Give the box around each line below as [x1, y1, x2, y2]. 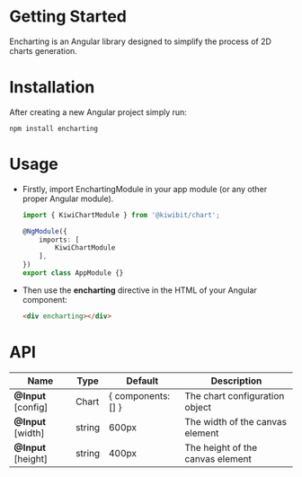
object [184, 401, 211, 413]
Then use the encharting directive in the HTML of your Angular [22, 285, 258, 296]
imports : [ [39, 235, 80, 244]
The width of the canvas [184, 415, 288, 428]
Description [210, 375, 262, 387]
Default [126, 375, 159, 387]
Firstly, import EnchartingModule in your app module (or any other [22, 183, 268, 194]
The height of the [184, 441, 258, 454]
